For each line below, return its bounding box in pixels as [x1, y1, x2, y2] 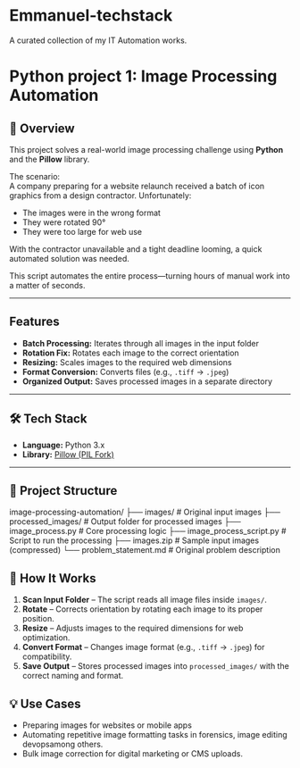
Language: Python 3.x [21, 439, 105, 450]
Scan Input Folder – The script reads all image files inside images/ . [21, 595, 268, 605]
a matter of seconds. [9, 280, 87, 290]
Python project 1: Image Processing [9, 66, 278, 87]
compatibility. [21, 651, 72, 662]
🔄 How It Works [9, 571, 96, 586]
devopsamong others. [21, 739, 104, 749]
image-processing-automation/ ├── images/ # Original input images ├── [9, 506, 281, 518]
